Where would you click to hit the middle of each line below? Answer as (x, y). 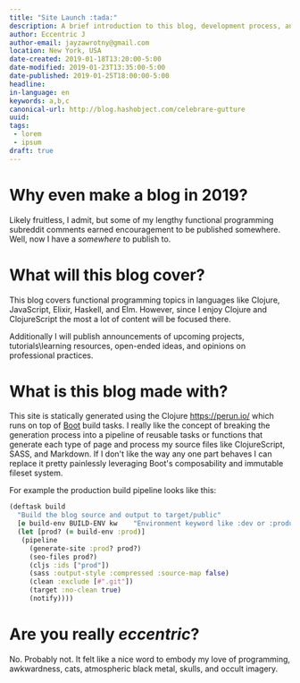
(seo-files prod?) (63, 557)
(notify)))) (51, 599)
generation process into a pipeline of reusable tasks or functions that (136, 435)
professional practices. (51, 355)
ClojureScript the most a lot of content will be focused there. (120, 319)
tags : (19, 126)
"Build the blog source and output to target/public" (119, 516)
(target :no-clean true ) (75, 590)
